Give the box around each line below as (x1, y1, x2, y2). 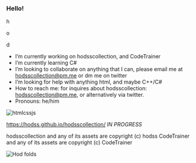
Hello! (6, 4, 24, 13)
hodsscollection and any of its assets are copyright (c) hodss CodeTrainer (6, 132, 190, 140)
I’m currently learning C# (14, 59, 77, 67)
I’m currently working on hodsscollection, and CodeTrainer (14, 53, 161, 60)
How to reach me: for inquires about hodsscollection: (14, 85, 147, 92)
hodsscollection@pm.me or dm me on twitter (14, 72, 127, 79)
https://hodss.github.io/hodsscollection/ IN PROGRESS (6, 121, 142, 128)
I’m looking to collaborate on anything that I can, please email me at (14, 66, 183, 73)
